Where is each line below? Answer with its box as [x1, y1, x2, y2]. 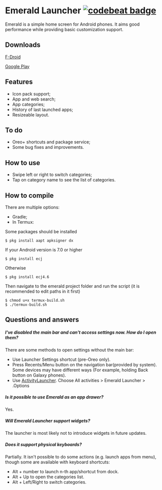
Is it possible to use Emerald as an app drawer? [5, 394, 104, 400]
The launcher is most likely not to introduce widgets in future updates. [5, 430, 147, 436]
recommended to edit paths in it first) [5, 288, 81, 294]
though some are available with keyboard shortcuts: [5, 459, 110, 465]
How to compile [5, 191, 54, 200]
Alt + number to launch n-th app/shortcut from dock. [12, 469, 119, 475]
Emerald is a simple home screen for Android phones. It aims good [5, 21, 140, 27]
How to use [5, 158, 40, 167]
